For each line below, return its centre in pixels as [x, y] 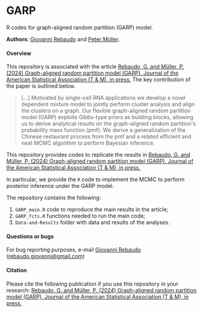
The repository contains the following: [54, 198]
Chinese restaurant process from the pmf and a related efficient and [106, 137]
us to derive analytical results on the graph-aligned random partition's [108, 124]
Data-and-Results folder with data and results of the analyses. [92, 222]
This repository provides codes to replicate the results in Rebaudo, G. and [98, 155]
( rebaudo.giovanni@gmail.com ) [45, 256]
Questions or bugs [30, 236]
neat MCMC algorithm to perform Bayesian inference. [88, 143]
